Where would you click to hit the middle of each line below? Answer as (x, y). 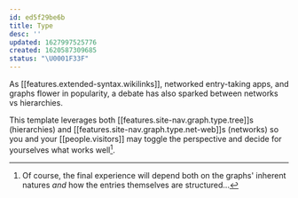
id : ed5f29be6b (37, 17)
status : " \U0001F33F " (49, 59)
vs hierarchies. (36, 103)
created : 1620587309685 (53, 51)
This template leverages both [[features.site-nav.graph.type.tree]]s (132, 120)
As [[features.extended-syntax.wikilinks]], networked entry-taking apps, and (149, 84)
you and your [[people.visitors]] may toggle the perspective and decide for (145, 139)
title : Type (31, 26)
